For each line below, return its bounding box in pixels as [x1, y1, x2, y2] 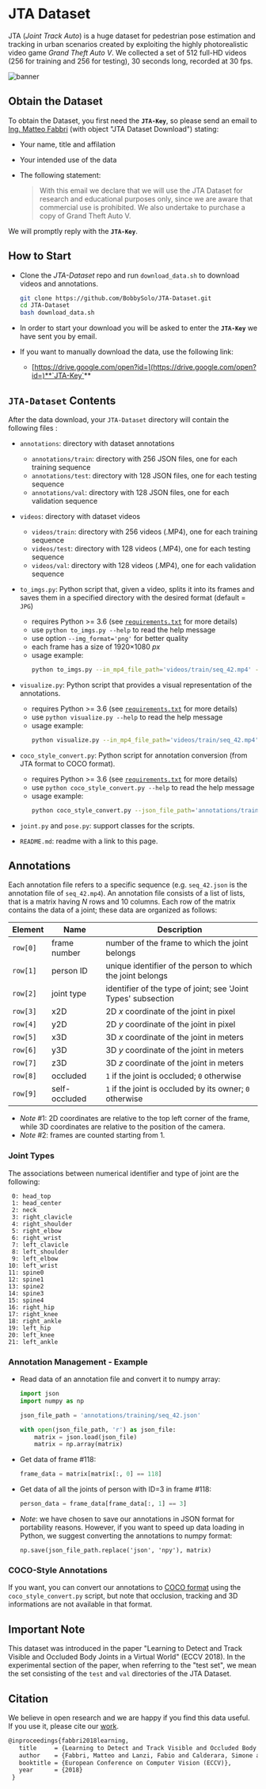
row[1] [12, 966, 37, 976]
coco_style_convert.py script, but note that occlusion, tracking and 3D [8, 1591, 238, 1601]
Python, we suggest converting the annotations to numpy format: [19, 1531, 233, 1541]
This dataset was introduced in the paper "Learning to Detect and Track [8, 1644, 243, 1653]
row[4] [12, 1020, 37, 1029]
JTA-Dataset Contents [8, 394, 116, 407]
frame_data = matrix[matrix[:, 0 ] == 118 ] [19, 1470, 162, 1478]
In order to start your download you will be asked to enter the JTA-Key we [19, 323, 258, 333]
